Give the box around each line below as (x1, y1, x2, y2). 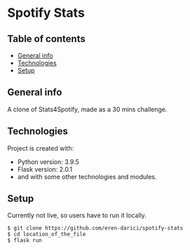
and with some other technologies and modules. (17, 172, 157, 181)
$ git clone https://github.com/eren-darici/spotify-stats (7, 225, 184, 232)
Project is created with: (7, 144, 74, 152)
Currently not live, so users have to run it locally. (7, 211, 147, 220)
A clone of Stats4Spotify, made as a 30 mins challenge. (7, 105, 168, 113)
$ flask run (7, 237, 42, 244)
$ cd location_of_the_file (7, 231, 86, 238)
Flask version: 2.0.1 (17, 165, 72, 173)
